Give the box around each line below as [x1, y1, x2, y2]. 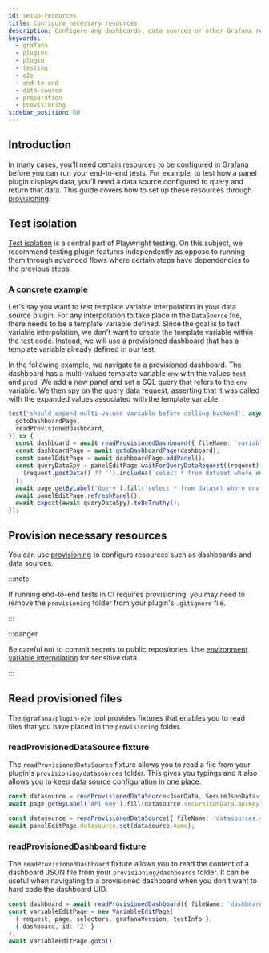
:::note [8, 574, 30, 584]
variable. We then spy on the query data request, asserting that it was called [8, 386, 260, 395]
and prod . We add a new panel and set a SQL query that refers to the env [8, 377, 247, 386]
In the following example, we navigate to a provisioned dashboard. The [8, 360, 242, 369]
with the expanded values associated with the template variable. [8, 394, 220, 403]
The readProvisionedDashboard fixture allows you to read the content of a [8, 858, 250, 868]
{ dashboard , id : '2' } [15, 923, 94, 931]
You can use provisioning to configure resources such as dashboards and [8, 550, 252, 559]
